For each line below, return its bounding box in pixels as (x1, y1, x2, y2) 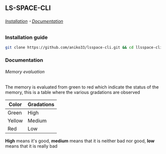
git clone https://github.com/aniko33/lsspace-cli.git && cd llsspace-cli (5, 45, 163, 50)
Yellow (7, 117, 23, 124)
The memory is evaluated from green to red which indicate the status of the (5, 84, 159, 90)
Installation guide (5, 34, 48, 41)
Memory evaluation (5, 69, 45, 75)
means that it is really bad (5, 143, 58, 149)
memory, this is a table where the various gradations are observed (5, 89, 140, 95)
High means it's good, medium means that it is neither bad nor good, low (5, 138, 155, 144)
